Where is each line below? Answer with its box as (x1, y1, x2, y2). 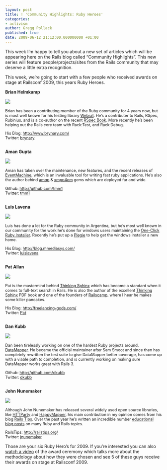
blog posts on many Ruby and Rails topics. (5, 421, 83, 426)
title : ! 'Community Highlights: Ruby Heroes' (5, 12, 103, 17)
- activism (5, 21, 28, 26)
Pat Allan (5, 264, 24, 270)
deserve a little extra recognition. (5, 64, 73, 70)
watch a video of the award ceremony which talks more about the (5, 449, 140, 455)
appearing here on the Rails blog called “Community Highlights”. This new (5, 54, 157, 60)
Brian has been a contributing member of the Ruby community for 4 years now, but (5, 108, 158, 113)
